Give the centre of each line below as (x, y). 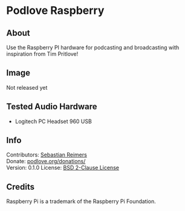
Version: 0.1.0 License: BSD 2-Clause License (63, 168)
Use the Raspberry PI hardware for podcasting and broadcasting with (93, 47)
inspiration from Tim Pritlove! (42, 54)
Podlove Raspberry (55, 11)
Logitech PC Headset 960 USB (53, 121)
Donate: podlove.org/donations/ (46, 161)
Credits (21, 186)
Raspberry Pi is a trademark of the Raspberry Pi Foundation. (81, 201)
